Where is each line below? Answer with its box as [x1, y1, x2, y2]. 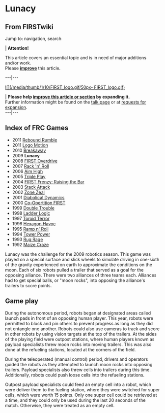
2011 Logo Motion [12, 142, 48, 148]
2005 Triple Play [12, 173, 46, 179]
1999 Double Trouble [12, 205, 55, 211]
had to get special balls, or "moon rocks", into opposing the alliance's [5, 277, 145, 283]
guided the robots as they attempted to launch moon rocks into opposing [5, 361, 153, 367]
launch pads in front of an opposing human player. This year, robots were [5, 315, 154, 321]
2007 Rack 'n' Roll [12, 163, 49, 169]
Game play [5, 297, 39, 306]
